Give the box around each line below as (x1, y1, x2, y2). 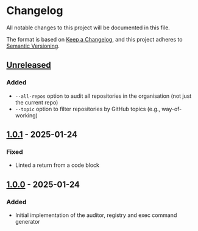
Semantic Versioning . (6, 42, 60, 50)
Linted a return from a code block (15, 161, 99, 169)
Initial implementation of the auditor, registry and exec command (15, 211, 177, 219)
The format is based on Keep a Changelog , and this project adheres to (6, 35, 183, 43)
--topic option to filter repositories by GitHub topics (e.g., (15, 105, 160, 112)
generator (15, 218, 41, 225)
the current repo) (15, 98, 58, 106)
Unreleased (6, 60, 52, 70)
